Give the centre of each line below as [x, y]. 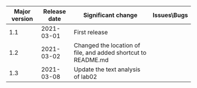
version [22, 19]
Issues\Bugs [170, 15]
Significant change [110, 15]
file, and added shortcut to [110, 53]
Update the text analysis [107, 69]
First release [91, 32]
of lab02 [85, 77]
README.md [91, 60]
